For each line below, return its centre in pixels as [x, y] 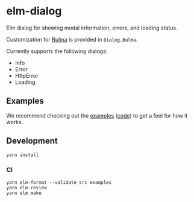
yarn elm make [24, 193]
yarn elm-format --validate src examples [59, 182]
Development [32, 141]
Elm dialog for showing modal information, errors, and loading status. [92, 28]
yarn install [23, 155]
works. [15, 122]
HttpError [27, 75]
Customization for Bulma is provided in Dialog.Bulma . [72, 39]
